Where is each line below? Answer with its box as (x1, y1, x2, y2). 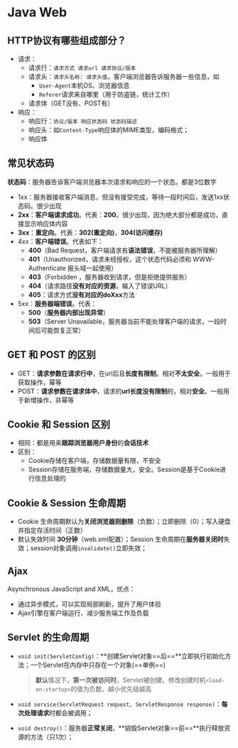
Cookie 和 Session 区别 (7, 419, 111, 431)
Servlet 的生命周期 (7, 631, 90, 643)
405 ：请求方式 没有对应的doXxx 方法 (28, 290, 135, 299)
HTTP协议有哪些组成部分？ (7, 34, 126, 46)
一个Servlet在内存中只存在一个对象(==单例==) (30, 661, 166, 669)
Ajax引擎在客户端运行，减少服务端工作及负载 (17, 609, 149, 617)
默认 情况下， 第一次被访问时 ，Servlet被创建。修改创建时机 (35, 675, 206, 684)
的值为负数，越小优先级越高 (70, 684, 152, 693)
